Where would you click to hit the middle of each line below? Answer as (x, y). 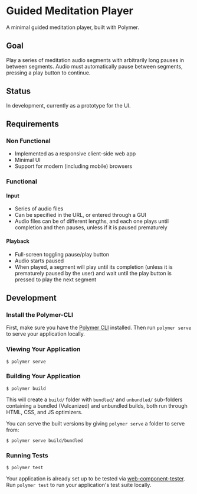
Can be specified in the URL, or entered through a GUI (80, 215)
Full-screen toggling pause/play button (62, 254)
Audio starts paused (39, 261)
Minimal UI (28, 160)
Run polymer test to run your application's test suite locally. (79, 485)
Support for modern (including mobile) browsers (73, 166)
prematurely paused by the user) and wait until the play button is (93, 273)
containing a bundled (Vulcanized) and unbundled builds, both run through (97, 405)
